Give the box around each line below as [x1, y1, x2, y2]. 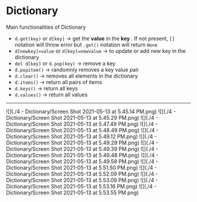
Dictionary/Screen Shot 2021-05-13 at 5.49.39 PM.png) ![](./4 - [6, 145, 158, 152]
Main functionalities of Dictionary [6, 23, 86, 31]
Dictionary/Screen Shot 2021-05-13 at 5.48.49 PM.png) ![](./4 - [6, 126, 159, 133]
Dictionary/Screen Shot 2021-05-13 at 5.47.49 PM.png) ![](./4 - [6, 120, 158, 127]
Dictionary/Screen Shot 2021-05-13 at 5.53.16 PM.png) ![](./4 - [6, 183, 157, 190]
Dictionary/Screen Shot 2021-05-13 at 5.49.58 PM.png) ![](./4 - [6, 157, 158, 165]
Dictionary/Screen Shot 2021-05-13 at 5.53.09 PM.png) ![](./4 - [6, 176, 158, 183]
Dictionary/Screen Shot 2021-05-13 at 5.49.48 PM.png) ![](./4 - [6, 151, 159, 159]
